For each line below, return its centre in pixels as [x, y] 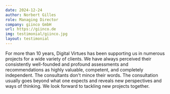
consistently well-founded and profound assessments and [67, 64]
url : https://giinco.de [31, 29]
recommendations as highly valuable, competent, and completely [74, 69]
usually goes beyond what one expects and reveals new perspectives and [83, 81]
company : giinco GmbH [29, 24]
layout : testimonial [27, 39]
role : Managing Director [32, 20]
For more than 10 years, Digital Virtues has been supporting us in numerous [85, 53]
